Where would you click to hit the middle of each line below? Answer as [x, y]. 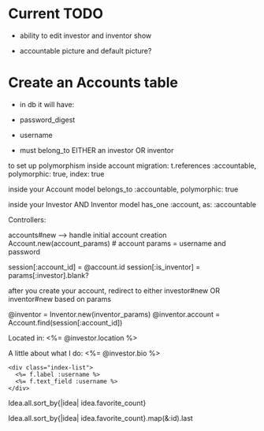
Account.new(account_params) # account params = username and [117, 243]
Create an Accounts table [93, 83]
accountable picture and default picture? [86, 50]
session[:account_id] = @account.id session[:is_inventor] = [104, 267]
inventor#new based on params [60, 299]
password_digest [47, 120]
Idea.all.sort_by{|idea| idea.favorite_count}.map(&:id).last [100, 418]
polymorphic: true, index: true [56, 173]
